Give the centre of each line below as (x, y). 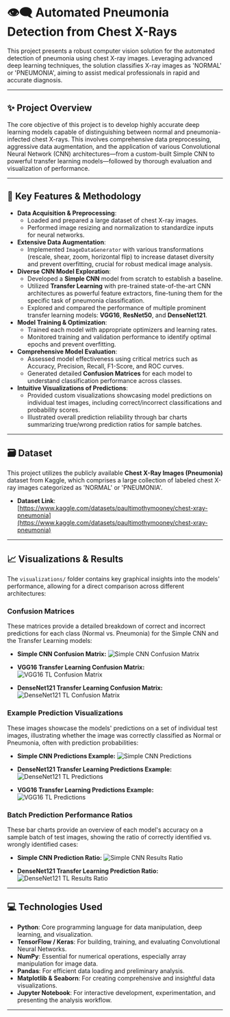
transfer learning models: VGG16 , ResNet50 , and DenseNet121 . (117, 315)
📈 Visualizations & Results (65, 559)
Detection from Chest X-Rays (92, 32)
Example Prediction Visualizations (65, 713)
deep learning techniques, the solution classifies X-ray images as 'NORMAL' (114, 65)
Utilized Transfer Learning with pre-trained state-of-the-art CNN (119, 285)
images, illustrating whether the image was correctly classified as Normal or (114, 735)
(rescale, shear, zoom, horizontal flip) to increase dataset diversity (120, 257)
